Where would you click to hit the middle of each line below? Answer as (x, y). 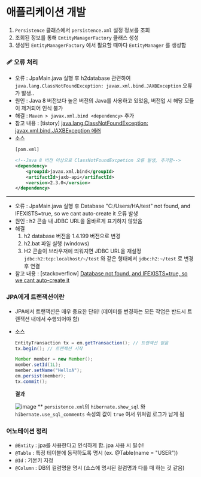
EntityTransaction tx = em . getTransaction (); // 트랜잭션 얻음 (92, 343)
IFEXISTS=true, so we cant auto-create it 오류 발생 (77, 214)
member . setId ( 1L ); (38, 365)
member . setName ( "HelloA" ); (48, 370)
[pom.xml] (27, 150)
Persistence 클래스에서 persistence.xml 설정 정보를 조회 (83, 30)
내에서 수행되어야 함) (55, 319)
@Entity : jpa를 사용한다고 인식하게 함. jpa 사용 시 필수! (79, 445)
